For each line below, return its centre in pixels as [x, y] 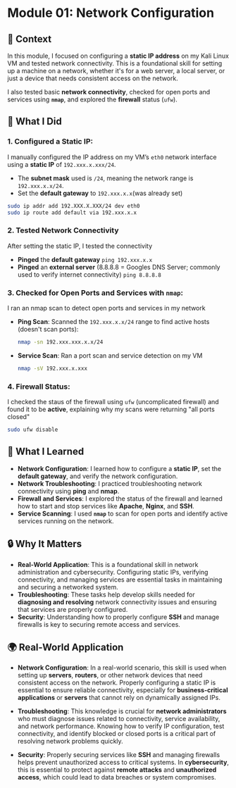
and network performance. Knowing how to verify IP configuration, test [121, 726]
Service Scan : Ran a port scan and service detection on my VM [110, 355]
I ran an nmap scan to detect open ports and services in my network [106, 308]
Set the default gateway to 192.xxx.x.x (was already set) [100, 193]
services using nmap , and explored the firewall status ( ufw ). [92, 99]
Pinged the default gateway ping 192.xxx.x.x [85, 259]
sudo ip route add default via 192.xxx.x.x [72, 213]
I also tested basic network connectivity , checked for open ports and [109, 92]
